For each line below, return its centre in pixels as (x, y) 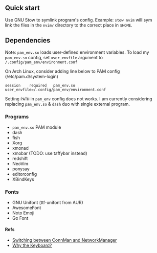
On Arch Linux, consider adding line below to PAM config (63, 71)
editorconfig (24, 174)
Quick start (22, 8)
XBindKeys (23, 179)
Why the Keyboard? (32, 245)
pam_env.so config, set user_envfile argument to (54, 57)
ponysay (21, 169)
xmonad (20, 148)
